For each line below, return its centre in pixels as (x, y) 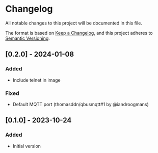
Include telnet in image (36, 80)
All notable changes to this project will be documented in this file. (74, 23)
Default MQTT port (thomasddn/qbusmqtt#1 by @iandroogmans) (81, 104)
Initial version (27, 146)
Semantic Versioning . (28, 38)
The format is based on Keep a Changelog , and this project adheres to (79, 33)
